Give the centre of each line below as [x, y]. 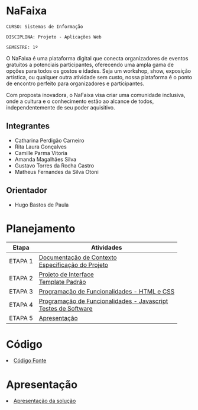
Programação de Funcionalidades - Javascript [103, 301]
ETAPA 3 [21, 291]
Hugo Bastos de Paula [42, 205]
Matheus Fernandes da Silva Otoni [56, 172]
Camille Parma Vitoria [41, 153]
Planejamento [41, 228]
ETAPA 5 [21, 318]
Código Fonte [30, 361]
